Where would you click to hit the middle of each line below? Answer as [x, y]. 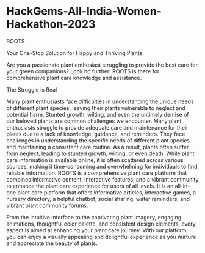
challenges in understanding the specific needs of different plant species [98, 140]
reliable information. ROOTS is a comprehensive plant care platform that [97, 173]
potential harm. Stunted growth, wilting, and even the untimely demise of [98, 114]
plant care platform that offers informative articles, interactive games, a [107, 192]
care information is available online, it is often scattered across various [95, 159]
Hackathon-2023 [51, 24]
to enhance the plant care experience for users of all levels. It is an [90, 186]
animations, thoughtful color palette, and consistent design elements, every [101, 224]
